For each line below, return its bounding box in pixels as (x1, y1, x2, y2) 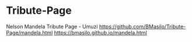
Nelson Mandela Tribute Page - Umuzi (6, 23, 98, 30)
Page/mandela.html (6, 29, 53, 36)
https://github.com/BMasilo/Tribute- (99, 23, 186, 30)
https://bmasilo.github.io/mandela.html (54, 29, 147, 36)
